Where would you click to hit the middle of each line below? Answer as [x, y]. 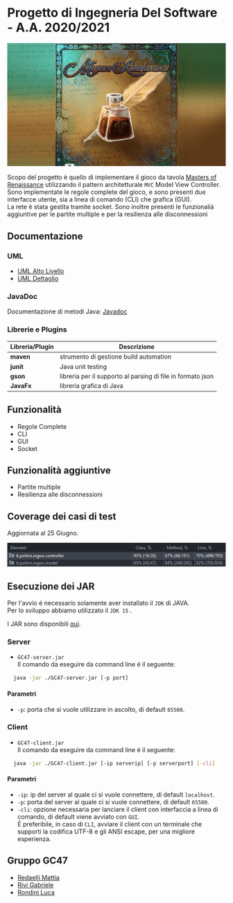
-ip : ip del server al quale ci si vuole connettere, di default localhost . [116, 795]
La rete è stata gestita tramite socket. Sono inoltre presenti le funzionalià [111, 207]
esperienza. [34, 838]
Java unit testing [84, 366]
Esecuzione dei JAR [51, 586]
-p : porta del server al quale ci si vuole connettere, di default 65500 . [113, 802]
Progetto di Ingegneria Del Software [112, 13]
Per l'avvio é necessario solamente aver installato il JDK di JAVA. [98, 603]
